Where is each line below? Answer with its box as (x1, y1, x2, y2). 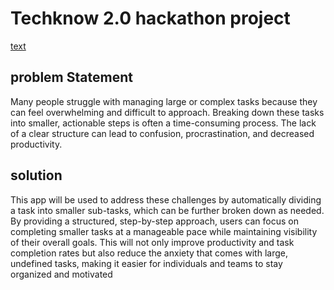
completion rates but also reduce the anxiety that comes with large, (10, 247, 288, 259)
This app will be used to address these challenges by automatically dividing (10, 193, 322, 206)
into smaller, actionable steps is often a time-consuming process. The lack (10, 117, 317, 129)
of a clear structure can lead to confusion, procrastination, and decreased (10, 127, 315, 139)
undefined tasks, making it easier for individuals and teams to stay (10, 257, 283, 269)
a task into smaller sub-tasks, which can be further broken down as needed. (10, 204, 325, 216)
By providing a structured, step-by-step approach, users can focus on (10, 215, 299, 227)
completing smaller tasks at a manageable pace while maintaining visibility (10, 225, 318, 237)
